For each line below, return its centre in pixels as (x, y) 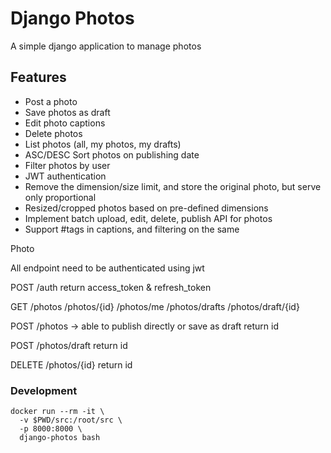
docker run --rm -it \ (57, 412)
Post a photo (51, 101)
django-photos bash (60, 438)
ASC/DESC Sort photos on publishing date (112, 154)
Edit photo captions (65, 123)
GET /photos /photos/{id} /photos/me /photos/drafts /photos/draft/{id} (155, 306)
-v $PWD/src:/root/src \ (71, 420)
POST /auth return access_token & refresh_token (111, 287)
